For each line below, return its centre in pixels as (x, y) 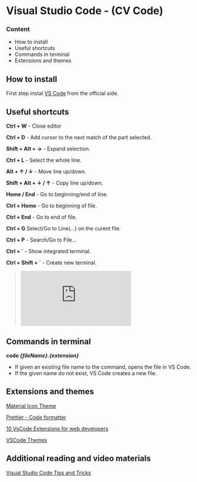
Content (18, 29)
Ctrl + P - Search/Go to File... (41, 240)
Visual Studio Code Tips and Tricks (49, 473)
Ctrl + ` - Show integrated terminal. (49, 252)
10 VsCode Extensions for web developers (57, 429)
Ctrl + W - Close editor (34, 126)
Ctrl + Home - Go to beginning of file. (51, 206)
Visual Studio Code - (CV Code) (85, 11)
